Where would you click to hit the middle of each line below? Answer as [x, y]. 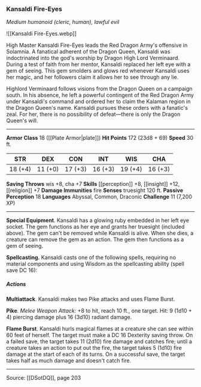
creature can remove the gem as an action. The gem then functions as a [95, 239]
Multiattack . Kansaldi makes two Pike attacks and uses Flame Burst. [91, 299]
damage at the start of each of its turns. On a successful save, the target [96, 354]
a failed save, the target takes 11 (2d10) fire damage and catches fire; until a [99, 341]
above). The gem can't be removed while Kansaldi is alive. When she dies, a [100, 233]
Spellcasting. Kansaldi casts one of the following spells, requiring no [91, 257]
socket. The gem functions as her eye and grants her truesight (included [95, 227]
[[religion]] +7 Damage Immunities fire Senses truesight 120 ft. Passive [95, 190]
